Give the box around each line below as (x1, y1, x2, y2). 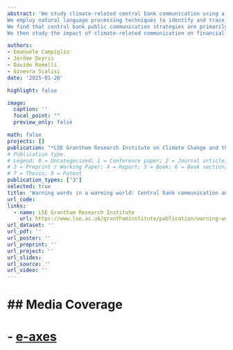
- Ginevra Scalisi (7, 67, 60, 75)
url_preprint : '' (7, 241, 58, 248)
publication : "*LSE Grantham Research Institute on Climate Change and (7, 144, 218, 151)
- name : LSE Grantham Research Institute (13, 209, 135, 216)
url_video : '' (7, 267, 49, 274)
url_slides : (7, 254, 42, 261)
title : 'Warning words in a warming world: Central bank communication (7, 189, 218, 197)
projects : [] (7, 137, 45, 144)
